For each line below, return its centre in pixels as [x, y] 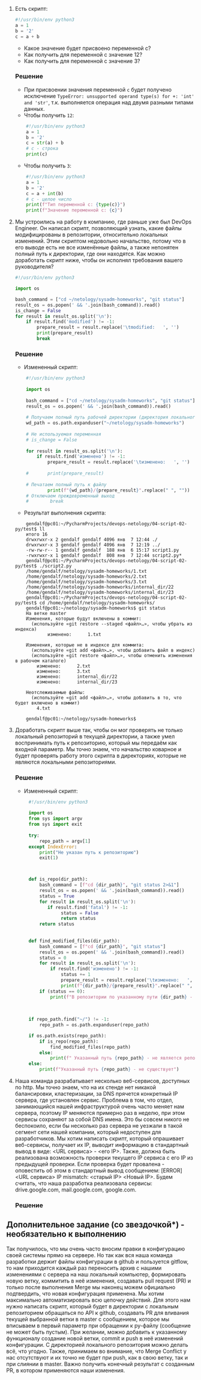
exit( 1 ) [49, 858]
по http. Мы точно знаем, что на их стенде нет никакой [85, 1087]
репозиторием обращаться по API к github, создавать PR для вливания [97, 1313]
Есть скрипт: [31, 9]
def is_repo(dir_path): [58, 879]
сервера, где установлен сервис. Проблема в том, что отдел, [94, 1100]
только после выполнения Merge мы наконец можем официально [91, 1287]
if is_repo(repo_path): [69, 1041]
